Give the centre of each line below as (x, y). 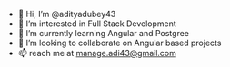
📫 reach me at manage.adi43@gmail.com (97, 53)
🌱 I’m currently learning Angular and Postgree (103, 33)
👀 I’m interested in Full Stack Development (97, 24)
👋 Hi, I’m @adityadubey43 (67, 14)
